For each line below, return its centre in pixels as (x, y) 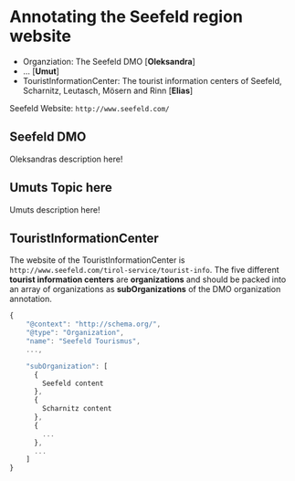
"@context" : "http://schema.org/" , (94, 324)
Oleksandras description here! (66, 159)
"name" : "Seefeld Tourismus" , (84, 341)
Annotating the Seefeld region (126, 17)
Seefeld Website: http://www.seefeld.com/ (90, 108)
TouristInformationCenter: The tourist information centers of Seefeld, (152, 80)
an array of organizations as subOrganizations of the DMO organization (145, 289)
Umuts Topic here (61, 188)
